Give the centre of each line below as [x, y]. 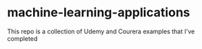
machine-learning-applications [99, 13]
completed [22, 38]
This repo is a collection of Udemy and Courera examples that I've [101, 31]
